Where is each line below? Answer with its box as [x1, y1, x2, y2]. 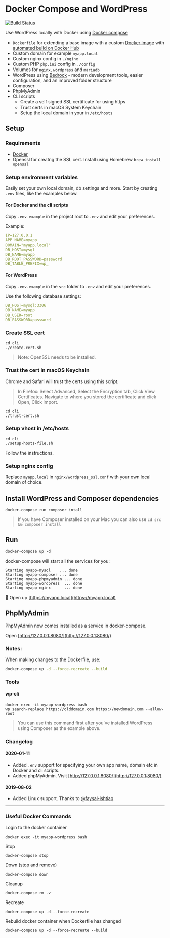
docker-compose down [5, 872, 49, 877]
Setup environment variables [5, 173, 78, 181]
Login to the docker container [5, 824, 67, 830]
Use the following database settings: [5, 293, 81, 299]
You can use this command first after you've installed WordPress [17, 720, 153, 726]
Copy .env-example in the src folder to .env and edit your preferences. [5, 284, 151, 290]
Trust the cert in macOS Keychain [5, 367, 90, 374]
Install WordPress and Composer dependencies [5, 494, 159, 503]
